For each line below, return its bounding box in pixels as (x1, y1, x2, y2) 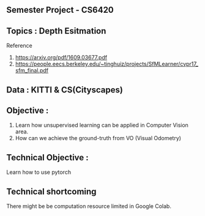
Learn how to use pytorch (6, 168, 72, 176)
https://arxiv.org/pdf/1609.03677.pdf (15, 54, 108, 61)
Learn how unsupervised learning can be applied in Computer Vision (15, 122, 188, 129)
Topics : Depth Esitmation (6, 26, 106, 36)
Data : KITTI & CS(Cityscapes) (6, 84, 124, 95)
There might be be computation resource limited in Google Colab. (6, 203, 171, 210)
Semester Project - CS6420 (6, 5, 114, 15)
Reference (6, 42, 32, 50)
